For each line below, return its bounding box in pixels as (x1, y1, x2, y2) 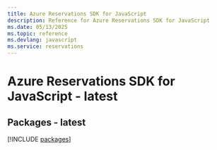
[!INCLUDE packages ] (7, 135, 71, 143)
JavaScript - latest (7, 89, 118, 104)
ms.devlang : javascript (7, 37, 78, 44)
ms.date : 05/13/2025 (7, 23, 69, 30)
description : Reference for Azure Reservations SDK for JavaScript (7, 17, 211, 24)
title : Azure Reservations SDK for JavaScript (7, 10, 147, 18)
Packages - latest (7, 116, 86, 128)
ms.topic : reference (7, 30, 69, 37)
